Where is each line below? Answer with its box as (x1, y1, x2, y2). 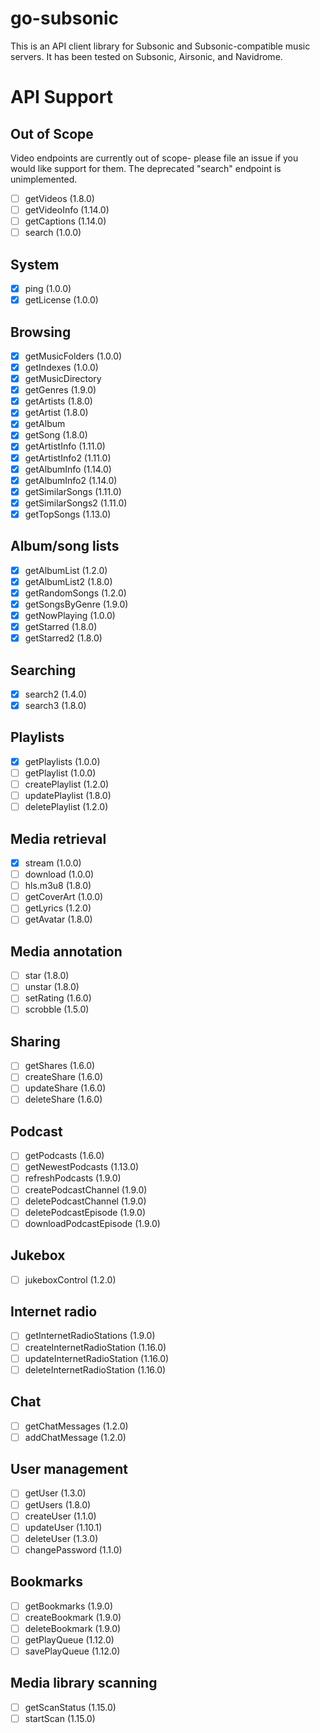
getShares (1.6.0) (24, 1060, 96, 1072)
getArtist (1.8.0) (24, 407, 89, 419)
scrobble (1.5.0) (24, 1003, 90, 1016)
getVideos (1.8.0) (24, 192, 95, 204)
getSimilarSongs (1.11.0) (24, 485, 122, 497)
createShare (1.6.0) (24, 1071, 104, 1083)
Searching (10, 662, 77, 679)
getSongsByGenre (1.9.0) (24, 598, 129, 610)
